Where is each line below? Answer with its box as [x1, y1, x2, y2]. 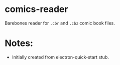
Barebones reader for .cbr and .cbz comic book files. [5, 20, 115, 26]
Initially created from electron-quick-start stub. [12, 54, 109, 60]
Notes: [5, 37, 34, 49]
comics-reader [5, 3, 68, 15]
